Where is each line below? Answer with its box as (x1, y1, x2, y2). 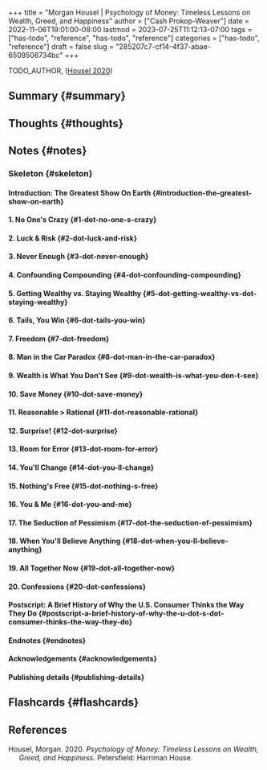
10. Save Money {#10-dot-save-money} (8, 389, 144, 398)
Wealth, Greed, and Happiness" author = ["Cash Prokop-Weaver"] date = (8, 16, 250, 26)
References (8, 723, 67, 736)
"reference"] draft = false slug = (8, 42, 115, 51)
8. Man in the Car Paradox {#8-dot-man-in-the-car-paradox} (8, 352, 216, 362)
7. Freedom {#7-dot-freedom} (8, 334, 110, 344)
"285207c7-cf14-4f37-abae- (115, 42, 211, 51)
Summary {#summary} (8, 89, 127, 103)
